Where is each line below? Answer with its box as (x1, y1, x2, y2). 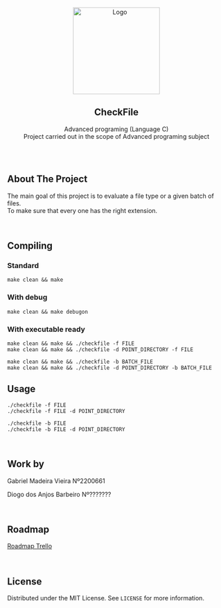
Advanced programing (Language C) (64, 125, 169, 133)
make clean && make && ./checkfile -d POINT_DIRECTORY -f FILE (7, 346, 194, 353)
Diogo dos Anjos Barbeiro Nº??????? (7, 490, 112, 498)
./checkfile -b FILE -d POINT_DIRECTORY (7, 425, 126, 433)
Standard (7, 260, 39, 270)
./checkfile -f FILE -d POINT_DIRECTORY (7, 407, 126, 414)
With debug (7, 292, 48, 302)
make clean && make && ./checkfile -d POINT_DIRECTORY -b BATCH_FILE (7, 364, 213, 371)
